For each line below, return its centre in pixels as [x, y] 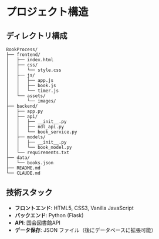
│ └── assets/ [26, 96]
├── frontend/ [23, 55]
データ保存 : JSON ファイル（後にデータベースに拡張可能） [85, 230]
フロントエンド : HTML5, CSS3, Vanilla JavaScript [74, 208]
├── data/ [18, 158]
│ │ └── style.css [34, 70]
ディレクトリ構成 [37, 36]
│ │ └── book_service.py [42, 132]
